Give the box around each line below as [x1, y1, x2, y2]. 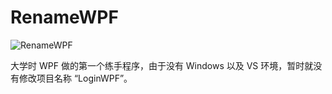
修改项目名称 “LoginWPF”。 [18, 72, 133, 84]
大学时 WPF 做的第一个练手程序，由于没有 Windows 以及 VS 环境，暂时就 [10, 59, 314, 71]
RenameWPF [10, 6, 119, 29]
